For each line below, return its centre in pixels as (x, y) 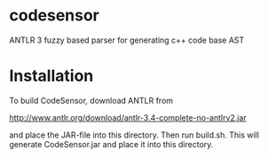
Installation (51, 76)
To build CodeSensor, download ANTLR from (91, 100)
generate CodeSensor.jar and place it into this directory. (111, 144)
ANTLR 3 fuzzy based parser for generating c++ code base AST (127, 40)
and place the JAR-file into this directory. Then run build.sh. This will (134, 135)
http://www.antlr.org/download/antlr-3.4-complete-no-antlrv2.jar (128, 117)
